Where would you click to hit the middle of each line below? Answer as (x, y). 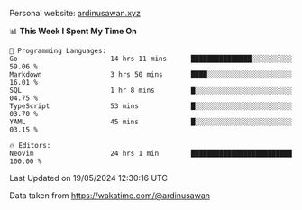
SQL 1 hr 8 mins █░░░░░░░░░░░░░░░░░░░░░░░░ (151, 90)
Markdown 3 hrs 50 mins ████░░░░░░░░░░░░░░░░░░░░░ (151, 75)
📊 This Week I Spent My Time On (73, 31)
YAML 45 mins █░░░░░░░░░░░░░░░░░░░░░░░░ (151, 122)
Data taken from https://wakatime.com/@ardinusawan (110, 196)
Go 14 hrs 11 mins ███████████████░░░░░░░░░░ (151, 59)
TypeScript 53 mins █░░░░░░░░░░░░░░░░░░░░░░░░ (151, 106)
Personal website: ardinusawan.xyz (75, 13)
